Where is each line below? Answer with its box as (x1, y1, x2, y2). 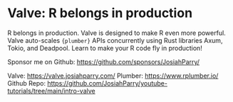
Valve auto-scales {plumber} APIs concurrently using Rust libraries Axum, (7, 36, 223, 44)
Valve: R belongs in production (7, 5, 193, 21)
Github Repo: (7, 78, 46, 87)
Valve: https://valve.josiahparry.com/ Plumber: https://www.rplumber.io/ (7, 71, 219, 80)
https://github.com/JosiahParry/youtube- (47, 78, 167, 87)
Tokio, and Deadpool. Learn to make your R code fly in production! (7, 44, 203, 52)
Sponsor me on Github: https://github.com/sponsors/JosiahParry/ (7, 57, 200, 66)
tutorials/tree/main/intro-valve (7, 86, 95, 95)
